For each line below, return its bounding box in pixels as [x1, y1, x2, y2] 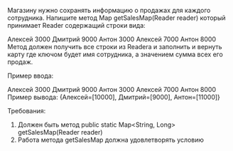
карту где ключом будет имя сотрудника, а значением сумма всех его [7, 50, 224, 58]
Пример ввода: [7, 71, 54, 80]
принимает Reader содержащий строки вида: [7, 21, 146, 29]
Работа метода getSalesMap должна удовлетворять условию [17, 135, 205, 144]
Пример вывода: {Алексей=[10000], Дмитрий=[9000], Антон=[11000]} [7, 93, 220, 101]
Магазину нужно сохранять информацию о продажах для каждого [7, 6, 211, 14]
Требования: [7, 107, 46, 115]
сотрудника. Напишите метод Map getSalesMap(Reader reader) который [7, 14, 226, 22]
